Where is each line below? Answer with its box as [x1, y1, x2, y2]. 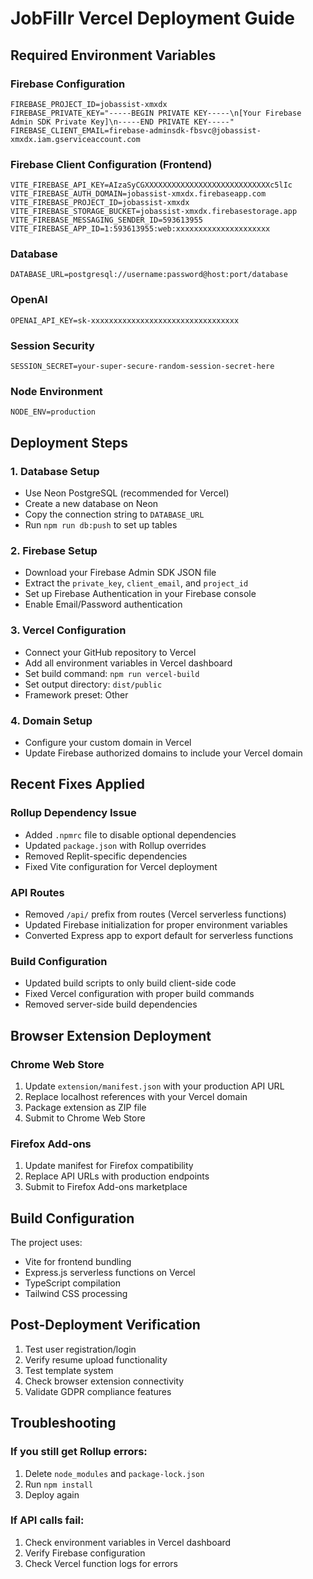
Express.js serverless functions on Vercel [24, 1267, 196, 1279]
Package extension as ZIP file [24, 1101, 147, 1113]
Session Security [10, 338, 95, 352]
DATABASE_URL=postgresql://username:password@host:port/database [10, 270, 288, 280]
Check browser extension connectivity [24, 1375, 185, 1387]
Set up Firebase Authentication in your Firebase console [24, 588, 257, 600]
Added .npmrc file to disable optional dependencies [24, 828, 237, 841]
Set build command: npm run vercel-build [24, 667, 200, 679]
